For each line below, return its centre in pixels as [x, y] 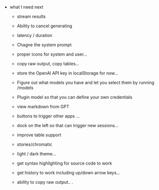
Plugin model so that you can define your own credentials [75, 97]
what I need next [26, 7]
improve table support [39, 135]
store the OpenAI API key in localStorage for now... [68, 73]
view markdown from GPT [43, 106]
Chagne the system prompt [44, 45]
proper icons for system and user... [52, 54]
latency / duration [35, 35]
